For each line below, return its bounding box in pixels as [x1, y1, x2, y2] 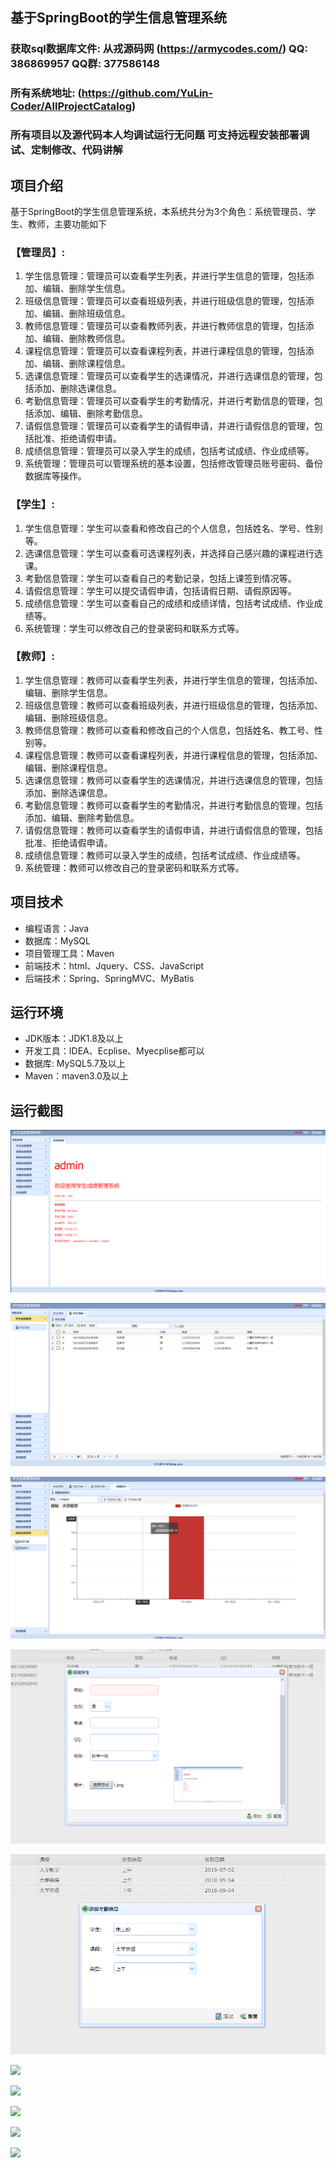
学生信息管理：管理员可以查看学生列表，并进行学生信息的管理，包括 [24, 270, 306, 282]
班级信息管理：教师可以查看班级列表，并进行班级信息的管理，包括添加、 [24, 699, 323, 711]
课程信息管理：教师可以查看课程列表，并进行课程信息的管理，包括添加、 [24, 749, 323, 761]
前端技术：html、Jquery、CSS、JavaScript [24, 959, 205, 972]
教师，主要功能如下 [27, 218, 107, 230]
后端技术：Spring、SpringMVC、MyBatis [24, 972, 195, 984]
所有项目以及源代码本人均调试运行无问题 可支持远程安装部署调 [10, 128, 310, 142]
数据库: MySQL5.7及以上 [24, 1058, 126, 1070]
